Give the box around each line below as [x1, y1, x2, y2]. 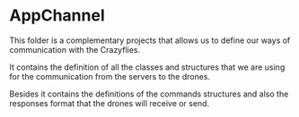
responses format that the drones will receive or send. [9, 97, 210, 108]
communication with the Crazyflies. [9, 44, 141, 54]
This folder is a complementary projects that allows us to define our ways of [9, 35, 291, 46]
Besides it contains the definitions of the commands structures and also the [9, 88, 289, 99]
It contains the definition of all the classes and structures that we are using [9, 62, 286, 72]
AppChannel [9, 5, 105, 26]
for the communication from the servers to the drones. [9, 71, 211, 81]
